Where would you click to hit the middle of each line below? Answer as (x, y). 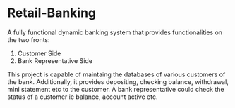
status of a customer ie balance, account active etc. (83, 97)
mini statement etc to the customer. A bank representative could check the (116, 89)
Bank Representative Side (55, 60)
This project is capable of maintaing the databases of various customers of (116, 74)
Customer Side (39, 53)
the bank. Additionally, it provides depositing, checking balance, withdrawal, (118, 81)
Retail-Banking (52, 13)
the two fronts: (29, 39)
